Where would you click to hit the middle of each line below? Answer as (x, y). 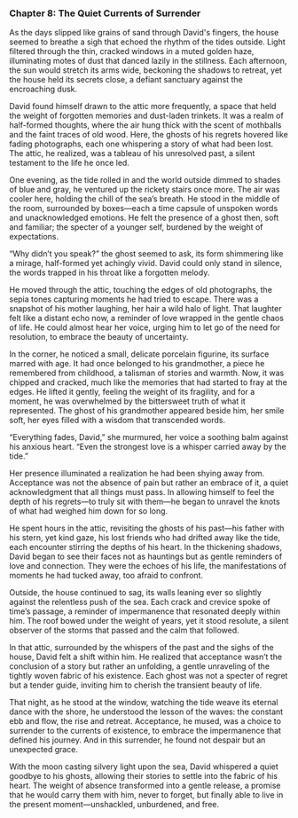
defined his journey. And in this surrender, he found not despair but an (137, 740)
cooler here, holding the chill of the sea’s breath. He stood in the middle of (145, 199)
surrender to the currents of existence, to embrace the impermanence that (145, 731)
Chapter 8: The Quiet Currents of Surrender (105, 13)
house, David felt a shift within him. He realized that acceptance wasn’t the (145, 657)
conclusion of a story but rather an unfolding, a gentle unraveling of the (140, 666)
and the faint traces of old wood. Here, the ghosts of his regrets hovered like (149, 135)
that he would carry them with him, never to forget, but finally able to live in (146, 795)
